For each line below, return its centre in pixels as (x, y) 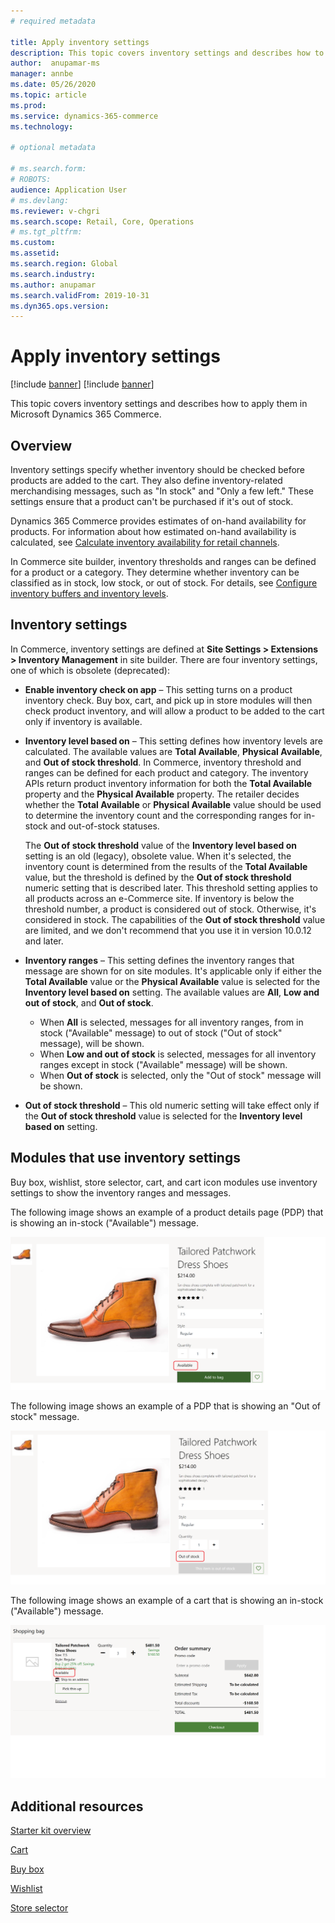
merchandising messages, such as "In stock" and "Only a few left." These (162, 491)
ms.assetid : (35, 253)
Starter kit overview (51, 1831)
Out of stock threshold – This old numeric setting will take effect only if (172, 1105)
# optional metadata (53, 148)
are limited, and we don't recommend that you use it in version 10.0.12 (168, 930)
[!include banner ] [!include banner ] (82, 384)
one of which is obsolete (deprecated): (90, 670)
